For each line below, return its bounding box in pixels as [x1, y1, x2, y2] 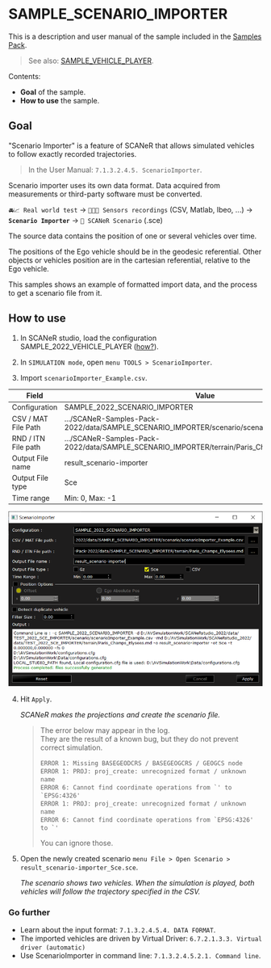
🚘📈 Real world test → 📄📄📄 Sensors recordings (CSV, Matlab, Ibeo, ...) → [8, 204, 253, 214]
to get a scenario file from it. [8, 288, 102, 297]
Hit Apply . [19, 694, 52, 704]
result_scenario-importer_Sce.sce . [19, 862, 139, 872]
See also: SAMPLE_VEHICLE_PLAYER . [27, 56, 155, 65]
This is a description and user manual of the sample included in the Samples [8, 32, 262, 41]
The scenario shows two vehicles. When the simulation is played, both [19, 878, 255, 887]
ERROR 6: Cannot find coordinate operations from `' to [40, 783, 232, 792]
